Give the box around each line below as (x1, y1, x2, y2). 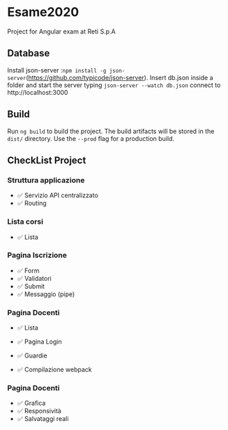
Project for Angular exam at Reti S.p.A (7, 27, 116, 36)
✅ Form (17, 266, 40, 275)
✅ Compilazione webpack (17, 365, 92, 374)
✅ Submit (17, 282, 45, 290)
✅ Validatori (17, 274, 52, 282)
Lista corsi (7, 217, 44, 226)
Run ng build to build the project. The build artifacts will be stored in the (7, 127, 215, 135)
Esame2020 (7, 4, 79, 20)
